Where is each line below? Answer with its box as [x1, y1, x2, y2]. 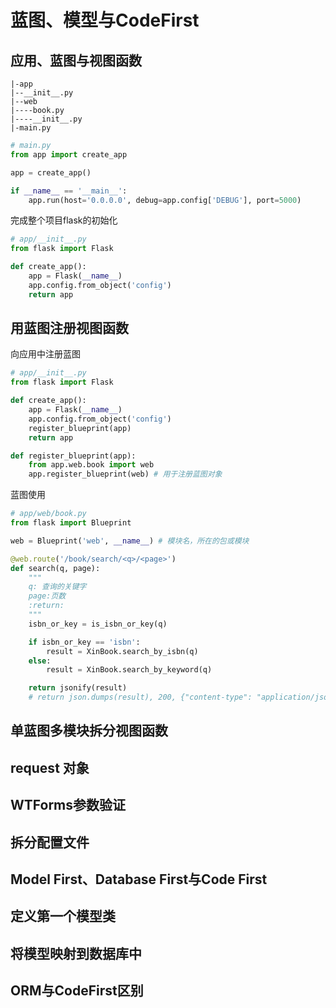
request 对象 [10, 759, 90, 776]
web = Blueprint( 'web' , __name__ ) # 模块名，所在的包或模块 [10, 536, 250, 546]
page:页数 [28, 591, 67, 601]
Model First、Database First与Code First [10, 871, 268, 888]
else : [28, 656, 52, 666]
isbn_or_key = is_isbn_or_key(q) [28, 619, 168, 629]
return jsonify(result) [28, 683, 128, 693]
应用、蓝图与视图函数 [10, 52, 142, 69]
